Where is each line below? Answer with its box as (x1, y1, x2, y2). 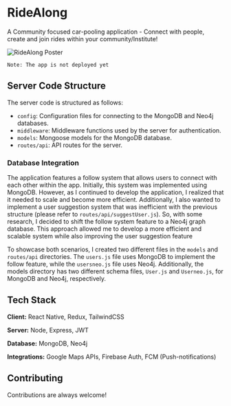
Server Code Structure (7, 80, 107, 92)
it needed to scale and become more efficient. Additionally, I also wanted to (7, 196, 221, 204)
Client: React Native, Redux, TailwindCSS (7, 313, 125, 321)
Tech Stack (7, 294, 56, 306)
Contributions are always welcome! (7, 390, 107, 399)
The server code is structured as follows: (7, 98, 124, 106)
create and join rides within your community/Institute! (7, 34, 158, 43)
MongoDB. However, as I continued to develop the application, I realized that (7, 188, 224, 196)
